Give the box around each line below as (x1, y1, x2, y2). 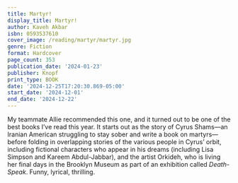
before (7, 138, 27, 146)
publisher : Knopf (7, 69, 59, 76)
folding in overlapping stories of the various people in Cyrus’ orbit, (28, 138, 222, 146)
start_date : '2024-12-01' (7, 89, 84, 96)
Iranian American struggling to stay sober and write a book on (7, 130, 188, 138)
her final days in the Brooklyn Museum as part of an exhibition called (7, 160, 208, 168)
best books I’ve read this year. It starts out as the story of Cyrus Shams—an (7, 123, 228, 131)
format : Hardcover (7, 50, 62, 57)
